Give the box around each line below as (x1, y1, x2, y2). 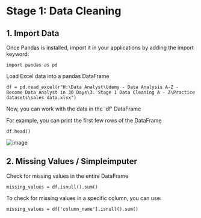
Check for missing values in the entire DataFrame (6, 172, 129, 180)
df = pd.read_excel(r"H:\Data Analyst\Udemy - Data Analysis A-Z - (6, 84, 179, 90)
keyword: (6, 50, 29, 58)
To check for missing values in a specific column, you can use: (6, 194, 162, 202)
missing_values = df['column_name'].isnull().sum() (6, 206, 138, 212)
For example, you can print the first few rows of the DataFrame (6, 117, 162, 124)
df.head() (6, 129, 31, 135)
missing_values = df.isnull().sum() (6, 184, 98, 190)
